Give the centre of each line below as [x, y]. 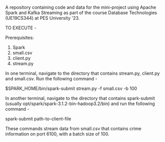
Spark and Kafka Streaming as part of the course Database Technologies [81, 13]
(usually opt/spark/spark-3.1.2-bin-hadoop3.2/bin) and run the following [80, 104]
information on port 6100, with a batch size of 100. [57, 134]
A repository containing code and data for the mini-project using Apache [81, 7]
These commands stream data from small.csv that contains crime [73, 129]
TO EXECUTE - [21, 28]
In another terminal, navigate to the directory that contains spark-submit [80, 98]
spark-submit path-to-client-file [38, 119]
